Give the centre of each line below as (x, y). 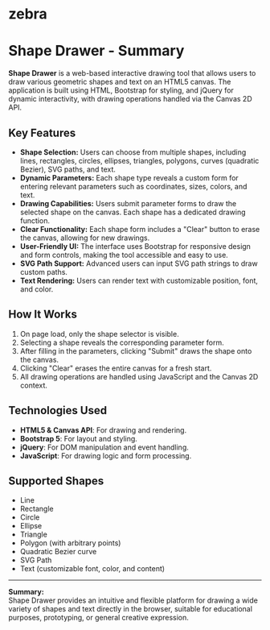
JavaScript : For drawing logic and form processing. (106, 455)
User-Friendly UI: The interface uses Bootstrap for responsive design (135, 246)
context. (34, 385)
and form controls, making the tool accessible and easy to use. (124, 255)
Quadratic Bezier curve (58, 552)
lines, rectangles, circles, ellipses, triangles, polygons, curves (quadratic (139, 160)
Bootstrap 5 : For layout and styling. (79, 438)
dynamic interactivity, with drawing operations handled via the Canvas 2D (130, 99)
